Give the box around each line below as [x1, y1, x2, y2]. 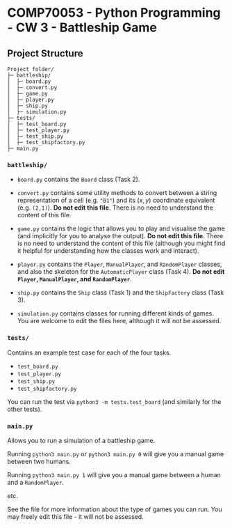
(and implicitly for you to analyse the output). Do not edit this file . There [17, 232, 224, 240]
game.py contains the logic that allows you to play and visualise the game [17, 224, 226, 233]
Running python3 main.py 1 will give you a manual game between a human [7, 470, 221, 479]
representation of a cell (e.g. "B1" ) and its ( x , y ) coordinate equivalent [17, 196, 215, 205]
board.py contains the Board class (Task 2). [17, 176, 140, 184]
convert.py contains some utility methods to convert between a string [17, 189, 217, 197]
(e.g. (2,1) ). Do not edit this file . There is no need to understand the [17, 203, 214, 212]
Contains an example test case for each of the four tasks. [7, 348, 172, 357]
